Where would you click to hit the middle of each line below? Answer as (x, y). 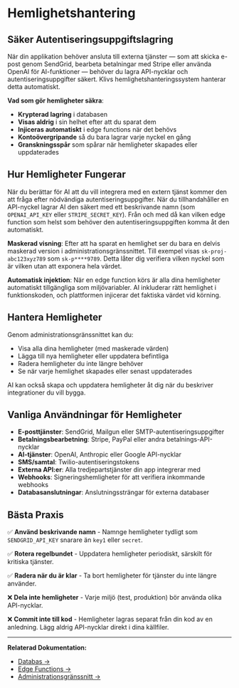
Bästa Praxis (36, 515)
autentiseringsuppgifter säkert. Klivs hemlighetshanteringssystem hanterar (117, 79)
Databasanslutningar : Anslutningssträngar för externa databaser (113, 492)
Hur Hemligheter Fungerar (67, 175)
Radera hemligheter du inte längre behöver (80, 363)
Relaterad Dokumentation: (47, 648)
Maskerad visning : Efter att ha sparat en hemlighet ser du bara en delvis (114, 243)
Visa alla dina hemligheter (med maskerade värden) (93, 348)
